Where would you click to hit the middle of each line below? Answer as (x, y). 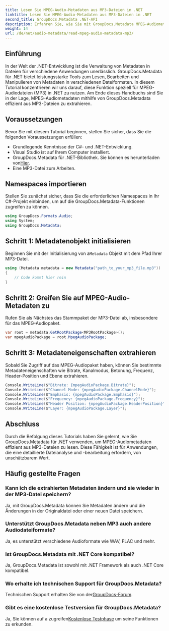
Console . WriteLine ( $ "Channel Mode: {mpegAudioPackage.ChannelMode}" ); (81, 390)
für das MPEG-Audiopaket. (33, 323)
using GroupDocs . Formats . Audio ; (39, 216)
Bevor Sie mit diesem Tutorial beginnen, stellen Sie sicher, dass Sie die (78, 131)
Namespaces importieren (46, 184)
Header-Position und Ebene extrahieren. (47, 376)
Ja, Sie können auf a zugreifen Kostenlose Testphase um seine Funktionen (82, 618)
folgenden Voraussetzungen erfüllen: (44, 137)
